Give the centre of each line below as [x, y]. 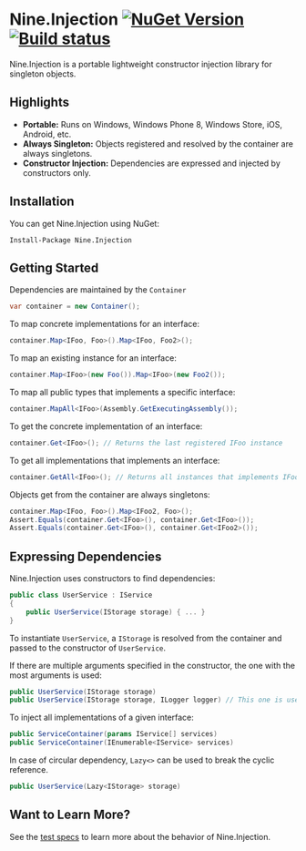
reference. [29, 770]
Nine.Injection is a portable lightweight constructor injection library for [141, 64]
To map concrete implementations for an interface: [105, 324]
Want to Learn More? [70, 815]
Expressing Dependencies [86, 556]
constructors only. [56, 172]
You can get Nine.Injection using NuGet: [84, 223]
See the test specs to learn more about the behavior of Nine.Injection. [140, 836]
